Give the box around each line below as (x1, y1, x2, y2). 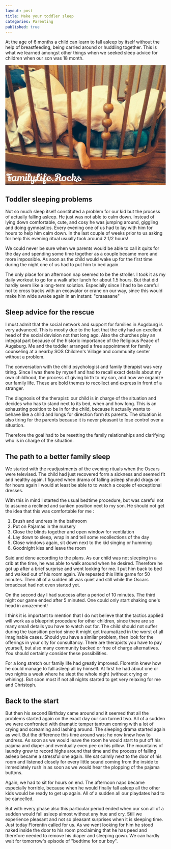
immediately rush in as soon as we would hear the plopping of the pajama (5, 764, 160, 770)
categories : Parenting (5, 19, 53, 24)
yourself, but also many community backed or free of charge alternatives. (5, 645, 159, 651)
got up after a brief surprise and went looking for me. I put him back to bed (5, 565, 162, 572)
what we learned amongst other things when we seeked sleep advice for (5, 50, 158, 56)
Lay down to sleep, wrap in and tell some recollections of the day (12, 534, 149, 541)
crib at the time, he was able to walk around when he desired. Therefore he (5, 560, 163, 567)
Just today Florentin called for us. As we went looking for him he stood (5, 822, 154, 828)
